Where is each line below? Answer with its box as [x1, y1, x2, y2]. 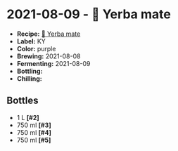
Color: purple [16, 44, 56, 53]
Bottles [6, 95, 39, 107]
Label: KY [16, 37, 46, 45]
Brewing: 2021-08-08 [16, 52, 81, 60]
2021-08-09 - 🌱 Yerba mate [6, 6, 172, 22]
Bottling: [16, 67, 43, 75]
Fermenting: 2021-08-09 [16, 59, 91, 67]
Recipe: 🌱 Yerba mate [16, 29, 81, 38]
